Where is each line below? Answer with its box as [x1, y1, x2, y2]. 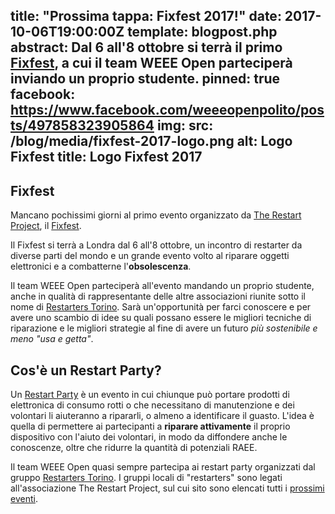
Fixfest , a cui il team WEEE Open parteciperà [10, 55, 293, 72]
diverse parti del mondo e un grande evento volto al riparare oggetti [10, 250, 290, 262]
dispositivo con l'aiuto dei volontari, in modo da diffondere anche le [10, 431, 288, 443]
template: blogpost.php [127, 24, 278, 41]
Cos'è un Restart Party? [10, 362, 162, 379]
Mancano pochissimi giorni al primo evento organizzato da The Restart [10, 209, 302, 221]
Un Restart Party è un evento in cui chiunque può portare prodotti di [10, 389, 290, 401]
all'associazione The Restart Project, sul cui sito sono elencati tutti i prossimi [10, 482, 325, 494]
